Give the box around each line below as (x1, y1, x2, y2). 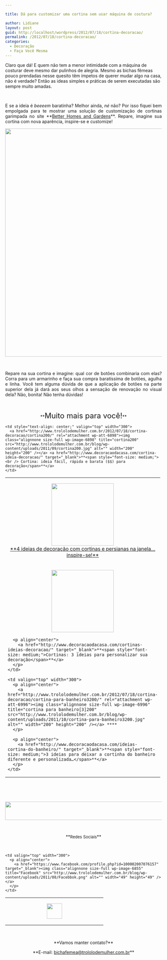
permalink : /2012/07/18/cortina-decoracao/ (5, 34, 97, 40)
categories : (5, 39, 30, 44)
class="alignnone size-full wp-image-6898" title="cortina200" (5, 437, 139, 442)
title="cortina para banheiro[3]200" (7, 706, 97, 712)
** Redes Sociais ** (66, 833, 101, 839)
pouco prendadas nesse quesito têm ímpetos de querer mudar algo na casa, (5, 73, 162, 79)
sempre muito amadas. (5, 83, 52, 89)
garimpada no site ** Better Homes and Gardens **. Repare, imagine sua (5, 113, 162, 119)
